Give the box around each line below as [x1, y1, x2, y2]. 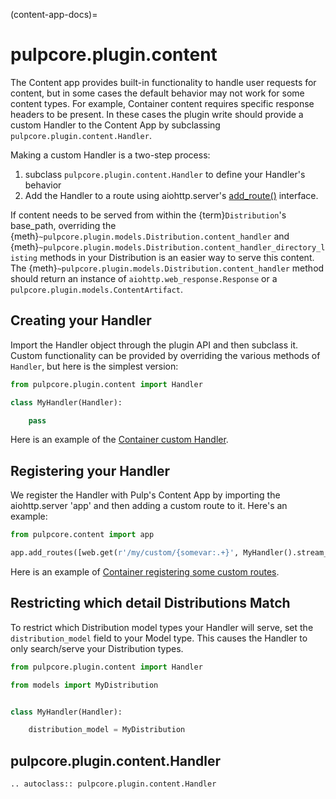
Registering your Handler [10, 462, 171, 479]
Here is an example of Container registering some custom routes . [10, 565, 280, 578]
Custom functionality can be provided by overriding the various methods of [10, 349, 321, 361]
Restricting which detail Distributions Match [10, 595, 291, 612]
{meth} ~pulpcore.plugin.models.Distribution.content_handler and [10, 230, 290, 242]
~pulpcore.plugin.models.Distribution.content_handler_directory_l [38, 242, 326, 253]
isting [10, 253, 38, 263]
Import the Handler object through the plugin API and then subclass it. [10, 339, 298, 351]
